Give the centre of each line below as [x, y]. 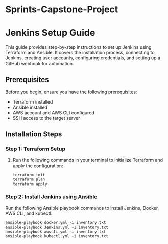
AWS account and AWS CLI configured [53, 113]
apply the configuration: [38, 166]
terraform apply [30, 184]
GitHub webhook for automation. [40, 64]
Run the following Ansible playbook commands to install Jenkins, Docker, [82, 208]
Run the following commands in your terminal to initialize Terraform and [88, 160]
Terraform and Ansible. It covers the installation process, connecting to [80, 53]
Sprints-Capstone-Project [62, 9]
